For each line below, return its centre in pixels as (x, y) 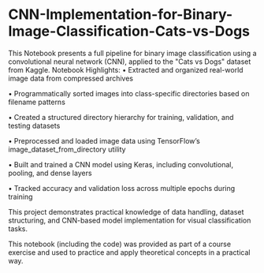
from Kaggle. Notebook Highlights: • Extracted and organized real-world (126, 69)
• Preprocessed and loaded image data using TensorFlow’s (104, 140)
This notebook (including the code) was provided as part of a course (119, 244)
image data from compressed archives (71, 78)
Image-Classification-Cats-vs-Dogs (129, 31)
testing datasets (34, 125)
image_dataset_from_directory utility (67, 149)
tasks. (18, 228)
